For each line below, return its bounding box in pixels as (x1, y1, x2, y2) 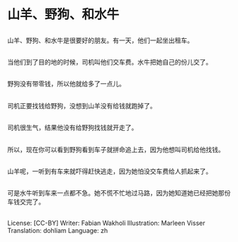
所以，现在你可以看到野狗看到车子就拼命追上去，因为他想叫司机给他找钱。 (7, 145, 225, 154)
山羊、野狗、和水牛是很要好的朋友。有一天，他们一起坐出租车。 (7, 36, 193, 45)
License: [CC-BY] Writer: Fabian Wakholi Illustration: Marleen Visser (7, 219, 205, 227)
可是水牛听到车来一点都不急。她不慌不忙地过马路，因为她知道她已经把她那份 (7, 189, 231, 197)
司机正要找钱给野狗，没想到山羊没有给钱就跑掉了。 (7, 101, 157, 110)
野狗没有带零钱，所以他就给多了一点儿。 (7, 79, 125, 88)
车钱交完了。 (7, 197, 45, 206)
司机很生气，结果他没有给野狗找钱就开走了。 (7, 123, 138, 132)
